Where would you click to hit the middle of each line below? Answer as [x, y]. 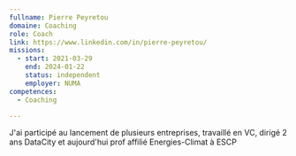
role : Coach [31, 34]
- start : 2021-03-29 [55, 58]
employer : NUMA [53, 83]
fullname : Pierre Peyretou [59, 17]
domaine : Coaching [43, 26]
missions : [27, 51]
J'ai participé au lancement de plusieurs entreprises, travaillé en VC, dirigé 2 [148, 133]
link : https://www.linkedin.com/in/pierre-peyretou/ [108, 42]
